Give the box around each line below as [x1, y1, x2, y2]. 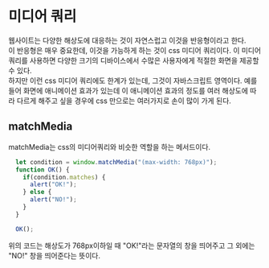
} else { [22, 188, 52, 196]
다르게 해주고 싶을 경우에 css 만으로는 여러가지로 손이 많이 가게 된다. [16, 96, 231, 105]
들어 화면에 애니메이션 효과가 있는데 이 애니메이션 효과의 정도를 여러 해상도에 [8, 85, 249, 95]
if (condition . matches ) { [22, 173, 106, 181]
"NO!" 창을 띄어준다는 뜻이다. [8, 250, 100, 260]
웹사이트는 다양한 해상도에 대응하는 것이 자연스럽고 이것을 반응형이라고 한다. [8, 35, 247, 45]
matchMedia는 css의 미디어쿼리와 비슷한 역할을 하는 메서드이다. [8, 142, 211, 151]
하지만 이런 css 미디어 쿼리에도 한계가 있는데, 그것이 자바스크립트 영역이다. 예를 [8, 76, 258, 85]
